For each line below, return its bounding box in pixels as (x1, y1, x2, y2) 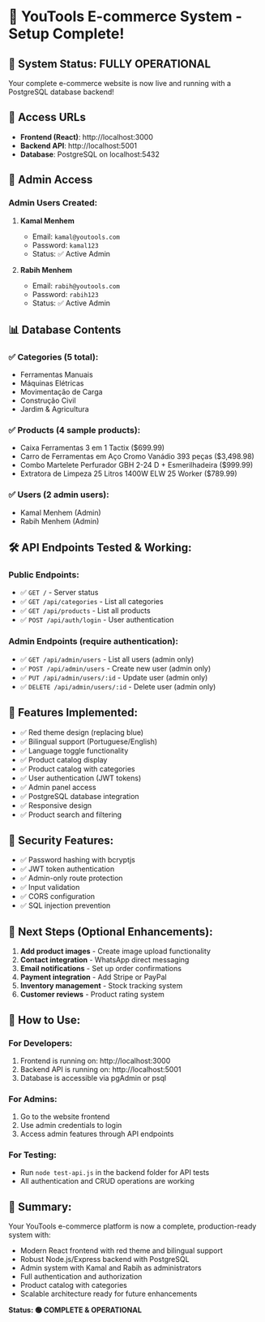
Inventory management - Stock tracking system (19, 981, 183, 991)
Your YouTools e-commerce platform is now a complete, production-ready (8, 1221, 257, 1231)
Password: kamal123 (32, 240, 99, 250)
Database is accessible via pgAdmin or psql (19, 1073, 167, 1082)
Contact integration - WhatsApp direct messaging (19, 955, 190, 965)
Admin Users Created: (8, 197, 98, 209)
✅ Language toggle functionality (19, 745, 129, 755)
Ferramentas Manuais (19, 369, 93, 380)
